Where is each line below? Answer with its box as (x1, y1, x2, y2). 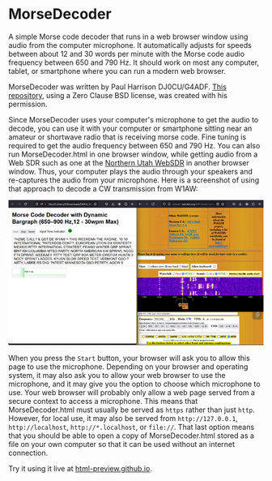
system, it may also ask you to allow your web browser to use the (8, 371, 227, 380)
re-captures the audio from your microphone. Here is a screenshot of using (8, 175, 260, 185)
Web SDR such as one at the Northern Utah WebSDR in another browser (8, 157, 249, 167)
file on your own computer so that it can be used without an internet (8, 440, 236, 449)
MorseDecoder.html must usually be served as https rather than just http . (8, 405, 255, 414)
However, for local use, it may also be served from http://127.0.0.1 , (8, 414, 239, 423)
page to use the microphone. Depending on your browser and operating (8, 362, 249, 371)
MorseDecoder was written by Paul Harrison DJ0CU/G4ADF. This (8, 82, 227, 92)
